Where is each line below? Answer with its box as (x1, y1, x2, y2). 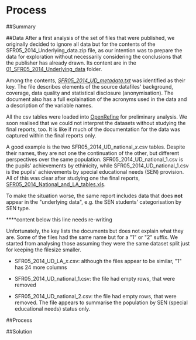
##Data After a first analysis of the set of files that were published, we (6, 34, 175, 41)
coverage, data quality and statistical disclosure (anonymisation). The (6, 89, 174, 96)
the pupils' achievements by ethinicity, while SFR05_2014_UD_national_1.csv (6, 162, 189, 169)
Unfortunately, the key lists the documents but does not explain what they (6, 227, 184, 234)
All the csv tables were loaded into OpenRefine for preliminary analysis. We (6, 113, 187, 120)
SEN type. (6, 204, 30, 211)
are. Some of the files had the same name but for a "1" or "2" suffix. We (6, 233, 178, 241)
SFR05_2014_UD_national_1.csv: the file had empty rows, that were (14, 275, 176, 282)
